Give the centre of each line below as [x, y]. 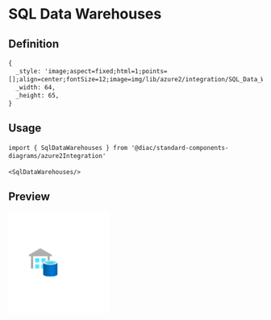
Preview [29, 197]
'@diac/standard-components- [180, 148]
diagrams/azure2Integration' [57, 156]
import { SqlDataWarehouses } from [68, 148]
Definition [33, 44]
